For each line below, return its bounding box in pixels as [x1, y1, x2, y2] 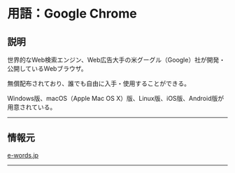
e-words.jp [7, 151, 39, 159]
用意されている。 [7, 103, 57, 111]
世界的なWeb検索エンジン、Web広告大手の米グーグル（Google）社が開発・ [7, 56, 226, 64]
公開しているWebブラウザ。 [7, 64, 87, 73]
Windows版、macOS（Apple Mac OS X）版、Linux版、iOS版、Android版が [7, 95, 225, 102]
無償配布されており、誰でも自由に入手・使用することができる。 [7, 79, 191, 88]
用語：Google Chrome [7, 6, 138, 22]
